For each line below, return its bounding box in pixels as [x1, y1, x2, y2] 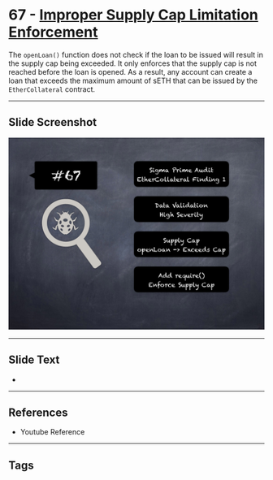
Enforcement [8, 23, 98, 41]
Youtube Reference [19, 427, 85, 437]
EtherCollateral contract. [8, 84, 96, 94]
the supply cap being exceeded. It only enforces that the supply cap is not [8, 58, 258, 68]
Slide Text [8, 353, 60, 367]
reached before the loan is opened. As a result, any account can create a [8, 67, 253, 76]
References [8, 405, 68, 419]
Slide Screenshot [8, 115, 97, 129]
